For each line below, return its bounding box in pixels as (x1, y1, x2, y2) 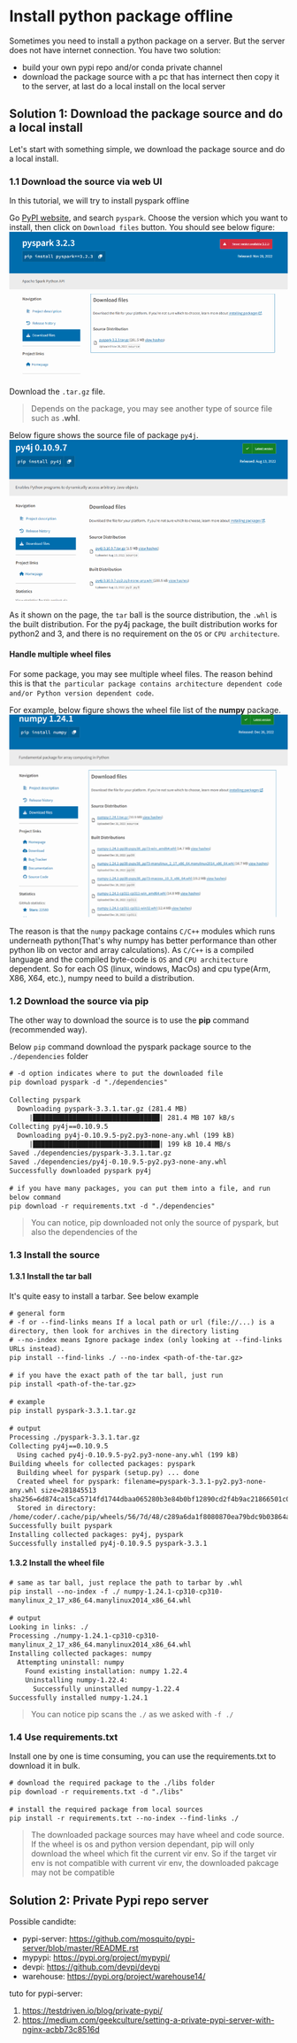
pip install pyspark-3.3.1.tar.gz (9, 1406, 137, 1415)
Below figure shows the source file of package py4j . (9, 430, 199, 441)
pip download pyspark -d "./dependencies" (9, 1078, 168, 1087)
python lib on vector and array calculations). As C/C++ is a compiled (9, 945, 255, 956)
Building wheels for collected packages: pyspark (9, 1459, 196, 1468)
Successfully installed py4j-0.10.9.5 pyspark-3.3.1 (9, 1539, 208, 1548)
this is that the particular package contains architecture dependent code (9, 678, 283, 688)
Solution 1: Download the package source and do (9, 106, 284, 121)
